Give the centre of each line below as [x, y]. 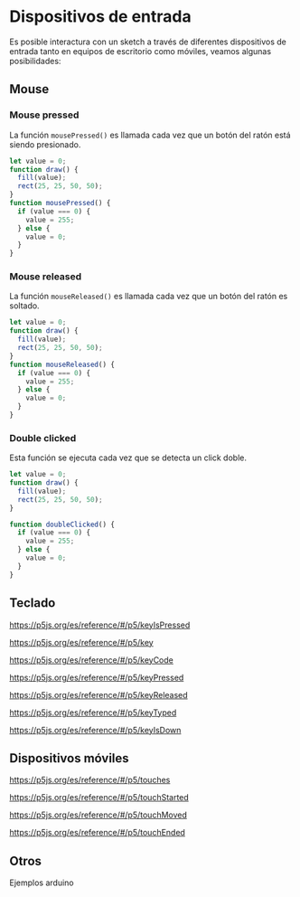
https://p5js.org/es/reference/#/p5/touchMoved [98, 815]
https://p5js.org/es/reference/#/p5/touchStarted [99, 798]
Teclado [33, 603]
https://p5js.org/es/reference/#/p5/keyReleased [98, 694]
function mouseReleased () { [62, 364]
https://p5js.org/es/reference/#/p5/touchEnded [97, 833]
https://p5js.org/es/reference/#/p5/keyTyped [93, 713]
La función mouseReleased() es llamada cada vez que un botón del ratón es [149, 297]
